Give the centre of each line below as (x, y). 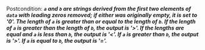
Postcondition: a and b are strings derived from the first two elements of (99, 9)
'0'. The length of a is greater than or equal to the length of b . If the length (101, 21)
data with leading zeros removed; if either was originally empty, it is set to (102, 15)
